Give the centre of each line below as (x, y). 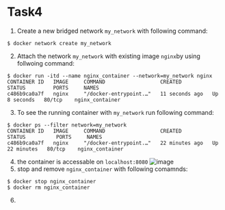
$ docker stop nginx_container (52, 181)
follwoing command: (46, 63)
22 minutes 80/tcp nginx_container (66, 149)
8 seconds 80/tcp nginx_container (64, 100)
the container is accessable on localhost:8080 (82, 161)
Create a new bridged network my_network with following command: (112, 31)
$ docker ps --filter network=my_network (67, 125)
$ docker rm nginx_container (49, 187)
